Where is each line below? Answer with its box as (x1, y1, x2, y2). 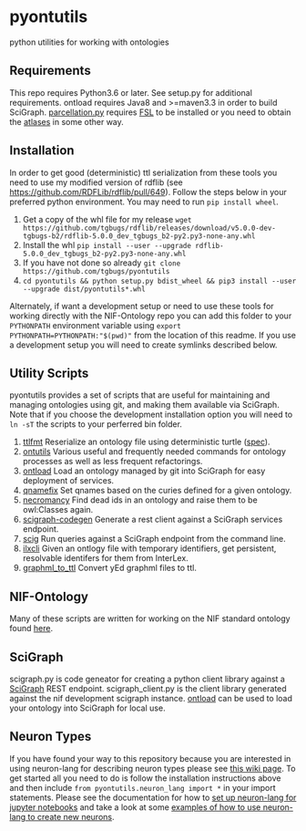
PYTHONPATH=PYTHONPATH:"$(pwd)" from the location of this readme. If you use (9, 329, 297, 340)
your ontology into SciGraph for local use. (9, 702, 166, 713)
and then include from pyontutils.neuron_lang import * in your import (9, 782, 276, 793)
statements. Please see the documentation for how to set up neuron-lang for (9, 792, 297, 803)
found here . (9, 623, 53, 634)
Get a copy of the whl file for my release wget (22, 213, 192, 224)
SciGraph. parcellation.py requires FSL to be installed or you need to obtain (9, 107, 291, 118)
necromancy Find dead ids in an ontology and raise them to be (22, 494, 258, 505)
